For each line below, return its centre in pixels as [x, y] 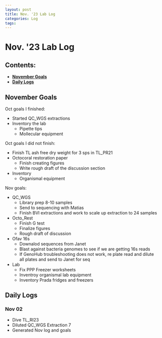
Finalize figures [35, 229]
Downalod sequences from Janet [53, 244]
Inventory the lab [29, 124]
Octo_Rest [22, 218]
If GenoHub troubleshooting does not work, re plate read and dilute [87, 254]
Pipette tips [31, 129]
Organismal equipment [42, 178]
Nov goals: [16, 188]
